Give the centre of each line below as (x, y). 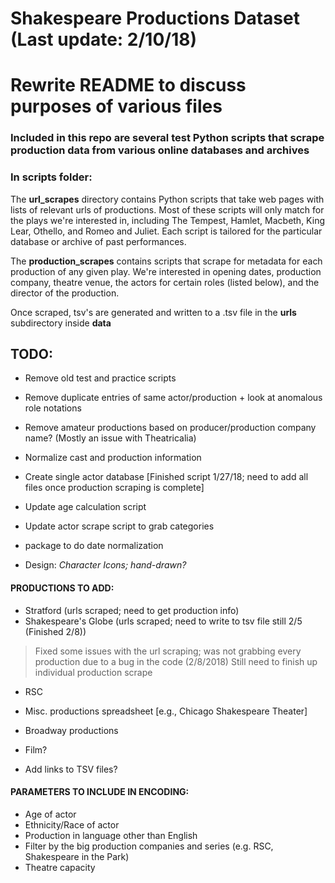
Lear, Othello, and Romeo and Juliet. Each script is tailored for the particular (166, 231)
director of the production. (65, 293)
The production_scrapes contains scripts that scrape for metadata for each (166, 261)
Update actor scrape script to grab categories (119, 526)
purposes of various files (116, 106)
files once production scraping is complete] (114, 488)
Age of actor (50, 814)
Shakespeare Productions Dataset (155, 18)
